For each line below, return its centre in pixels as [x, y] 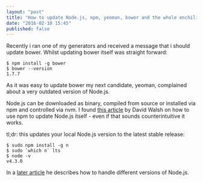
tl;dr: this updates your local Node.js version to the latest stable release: [96, 134]
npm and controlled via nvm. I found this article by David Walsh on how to [98, 110]
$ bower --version [29, 69]
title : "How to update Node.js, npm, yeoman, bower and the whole [92, 18]
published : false [28, 29]
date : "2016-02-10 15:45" [39, 23]
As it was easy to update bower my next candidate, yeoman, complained [97, 85]
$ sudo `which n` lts [34, 151]
